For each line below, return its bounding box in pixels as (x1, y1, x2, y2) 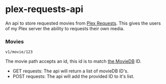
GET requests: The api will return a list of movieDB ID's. (12, 68, 129, 74)
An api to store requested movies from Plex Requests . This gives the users (5, 20, 161, 26)
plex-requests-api (5, 4, 84, 15)
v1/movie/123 (5, 49, 33, 55)
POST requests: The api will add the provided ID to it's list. (12, 73, 135, 79)
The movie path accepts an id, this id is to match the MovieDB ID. (5, 58, 142, 64)
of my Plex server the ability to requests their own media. (5, 25, 125, 31)
